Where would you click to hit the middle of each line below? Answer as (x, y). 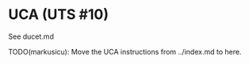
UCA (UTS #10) (59, 15)
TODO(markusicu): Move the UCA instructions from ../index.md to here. (125, 51)
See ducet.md (31, 36)
